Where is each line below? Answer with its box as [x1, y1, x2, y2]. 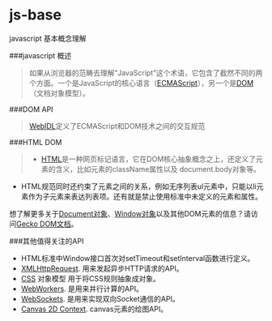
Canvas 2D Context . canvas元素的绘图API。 [20, 304, 168, 314]
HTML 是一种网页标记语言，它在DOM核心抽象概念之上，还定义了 [40, 154, 257, 164]
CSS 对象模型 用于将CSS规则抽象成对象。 [20, 273, 161, 283]
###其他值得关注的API [9, 236, 84, 246]
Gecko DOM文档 [16, 219, 71, 229]
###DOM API [9, 104, 53, 114]
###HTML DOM [9, 137, 62, 147]
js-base [9, 6, 62, 24]
